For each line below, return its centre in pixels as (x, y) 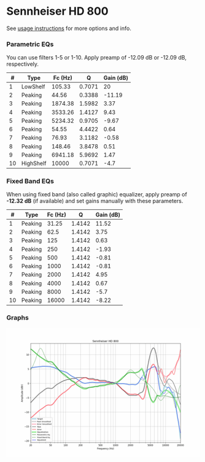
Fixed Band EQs (30, 181)
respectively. (22, 64)
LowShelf (33, 87)
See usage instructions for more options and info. (69, 28)
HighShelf (34, 163)
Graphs (17, 318)
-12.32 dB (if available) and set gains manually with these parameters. (95, 201)
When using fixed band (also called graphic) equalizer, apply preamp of (97, 194)
